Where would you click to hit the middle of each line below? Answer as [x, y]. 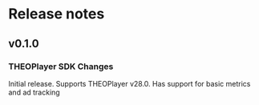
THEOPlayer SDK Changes [61, 67]
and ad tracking [34, 92]
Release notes [57, 14]
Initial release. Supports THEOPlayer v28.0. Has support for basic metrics [129, 83]
